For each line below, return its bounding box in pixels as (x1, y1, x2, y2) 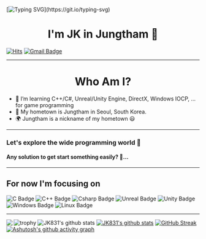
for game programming (15, 101, 74, 108)
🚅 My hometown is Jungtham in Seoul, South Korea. (15, 108, 147, 115)
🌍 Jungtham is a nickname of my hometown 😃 (15, 115, 135, 122)
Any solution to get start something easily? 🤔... (6, 153, 129, 161)
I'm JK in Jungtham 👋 (48, 28, 158, 41)
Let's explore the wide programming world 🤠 (6, 138, 141, 146)
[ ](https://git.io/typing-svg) (6, 6, 110, 13)
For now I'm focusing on (6, 178, 101, 189)
